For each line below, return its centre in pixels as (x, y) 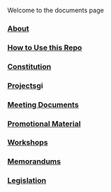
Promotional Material (44, 123)
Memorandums (34, 162)
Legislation (27, 181)
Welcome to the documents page (56, 10)
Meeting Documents (43, 104)
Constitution (29, 67)
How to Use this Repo (45, 47)
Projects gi (25, 86)
